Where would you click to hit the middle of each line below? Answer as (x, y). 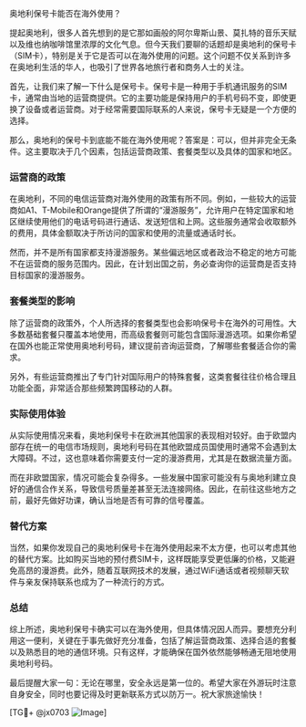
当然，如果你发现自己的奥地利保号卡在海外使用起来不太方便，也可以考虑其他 (153, 548)
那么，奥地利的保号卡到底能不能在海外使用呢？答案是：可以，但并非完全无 (149, 140)
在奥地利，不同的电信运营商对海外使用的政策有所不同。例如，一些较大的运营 (153, 199)
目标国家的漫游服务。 (49, 275)
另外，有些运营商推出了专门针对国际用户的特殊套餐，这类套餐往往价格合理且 (153, 376)
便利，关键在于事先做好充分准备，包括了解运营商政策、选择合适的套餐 (165, 640)
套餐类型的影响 (42, 301)
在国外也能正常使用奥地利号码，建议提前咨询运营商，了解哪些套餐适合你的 (149, 346)
